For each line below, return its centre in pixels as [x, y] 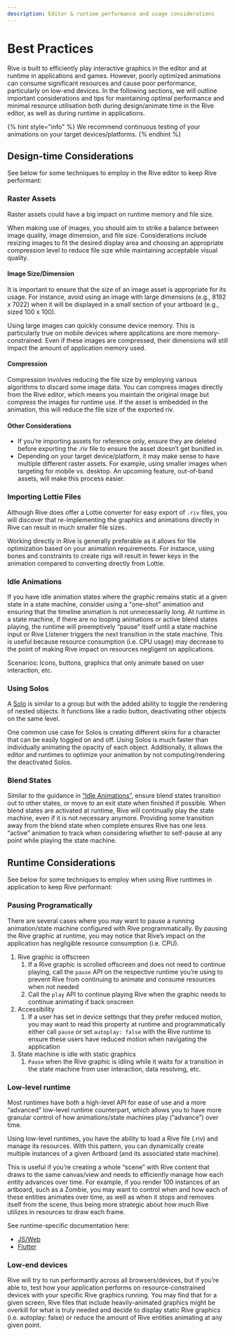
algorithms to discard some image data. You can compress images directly [115, 387]
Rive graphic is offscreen [53, 957]
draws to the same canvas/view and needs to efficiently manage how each [115, 1174]
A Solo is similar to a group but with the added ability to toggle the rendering [117, 704]
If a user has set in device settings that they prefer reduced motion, [125, 1017]
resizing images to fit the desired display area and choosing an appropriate [115, 243]
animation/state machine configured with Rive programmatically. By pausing [117, 928]
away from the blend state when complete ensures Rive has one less [107, 826]
